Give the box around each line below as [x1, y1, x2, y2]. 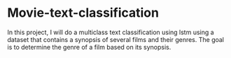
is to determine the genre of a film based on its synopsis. [7, 43, 171, 51]
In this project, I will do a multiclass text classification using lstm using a [7, 28, 215, 36]
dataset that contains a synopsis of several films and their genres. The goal [7, 35, 225, 43]
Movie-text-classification [7, 5, 160, 21]
